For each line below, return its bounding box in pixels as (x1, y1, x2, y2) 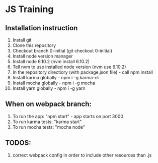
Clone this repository (12, 42, 56, 48)
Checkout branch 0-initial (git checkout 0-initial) (12, 48, 112, 53)
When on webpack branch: (5, 100, 92, 108)
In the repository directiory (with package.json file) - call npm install (12, 69, 153, 75)
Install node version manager (12, 53, 73, 59)
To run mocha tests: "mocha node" (12, 124, 86, 130)
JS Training (5, 4, 54, 15)
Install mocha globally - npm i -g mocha (12, 80, 96, 86)
